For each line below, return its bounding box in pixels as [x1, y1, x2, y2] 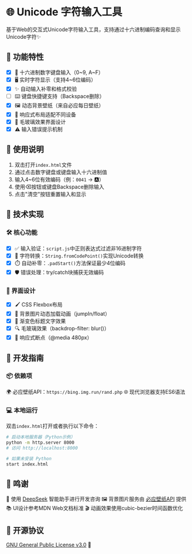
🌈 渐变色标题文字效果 [14, 317, 66, 325]
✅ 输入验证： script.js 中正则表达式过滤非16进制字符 [14, 245, 142, 252]
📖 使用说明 [6, 144, 44, 154]
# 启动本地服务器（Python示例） [6, 434, 76, 440]
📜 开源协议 [6, 525, 44, 535]
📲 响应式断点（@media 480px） [14, 334, 92, 341]
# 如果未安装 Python [6, 455, 52, 461]
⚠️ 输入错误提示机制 [14, 126, 63, 133]
